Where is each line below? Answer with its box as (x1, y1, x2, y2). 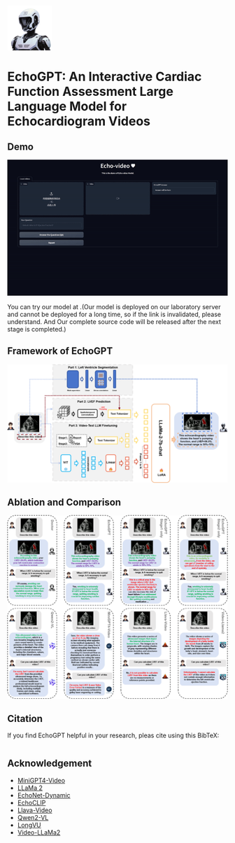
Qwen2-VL (17, 813, 49, 821)
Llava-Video (17, 806, 52, 814)
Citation (7, 712, 43, 725)
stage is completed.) (7, 325, 66, 333)
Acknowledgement (7, 758, 92, 770)
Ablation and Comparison (7, 496, 121, 508)
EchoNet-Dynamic (17, 791, 71, 799)
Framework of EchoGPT (7, 345, 113, 357)
